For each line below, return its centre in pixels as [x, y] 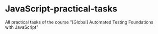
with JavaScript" [22, 27]
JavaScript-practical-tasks [61, 9]
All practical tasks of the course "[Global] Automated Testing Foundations [79, 22]
